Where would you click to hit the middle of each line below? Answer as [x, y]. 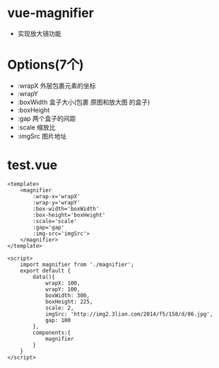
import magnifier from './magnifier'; [77, 264]
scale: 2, [59, 308]
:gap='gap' [49, 227]
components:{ [52, 333]
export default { [46, 270]
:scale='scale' [55, 221]
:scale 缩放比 [36, 127]
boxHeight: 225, [69, 301]
